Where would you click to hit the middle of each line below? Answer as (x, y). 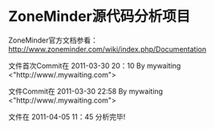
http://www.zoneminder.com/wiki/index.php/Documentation (107, 49)
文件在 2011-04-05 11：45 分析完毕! (67, 116)
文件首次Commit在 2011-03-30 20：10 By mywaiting (95, 66)
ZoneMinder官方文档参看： (53, 40)
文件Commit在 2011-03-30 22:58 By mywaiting (85, 91)
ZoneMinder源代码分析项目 (99, 16)
